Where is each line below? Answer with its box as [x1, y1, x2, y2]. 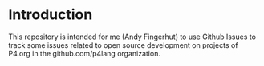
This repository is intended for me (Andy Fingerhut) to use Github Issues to [8, 32, 257, 41]
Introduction [8, 6, 93, 24]
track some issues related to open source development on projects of [8, 40, 238, 49]
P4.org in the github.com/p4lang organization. [8, 49, 160, 58]
